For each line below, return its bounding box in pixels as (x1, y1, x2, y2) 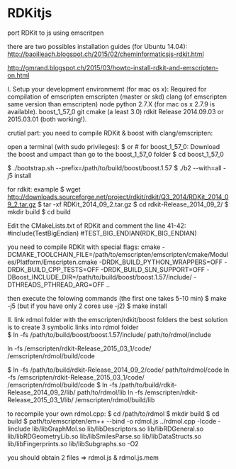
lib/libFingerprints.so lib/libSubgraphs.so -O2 (7, 439, 140, 448)
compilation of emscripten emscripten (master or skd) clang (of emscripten (7, 92, 227, 101)
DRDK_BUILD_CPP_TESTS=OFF (7, 265, 99, 274)
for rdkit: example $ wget (7, 184, 81, 193)
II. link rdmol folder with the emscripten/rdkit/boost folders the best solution (7, 315, 228, 324)
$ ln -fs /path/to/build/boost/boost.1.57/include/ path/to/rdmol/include (7, 330, 211, 338)
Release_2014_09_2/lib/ (7, 388, 76, 397)
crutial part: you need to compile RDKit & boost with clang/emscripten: (7, 128, 213, 137)
